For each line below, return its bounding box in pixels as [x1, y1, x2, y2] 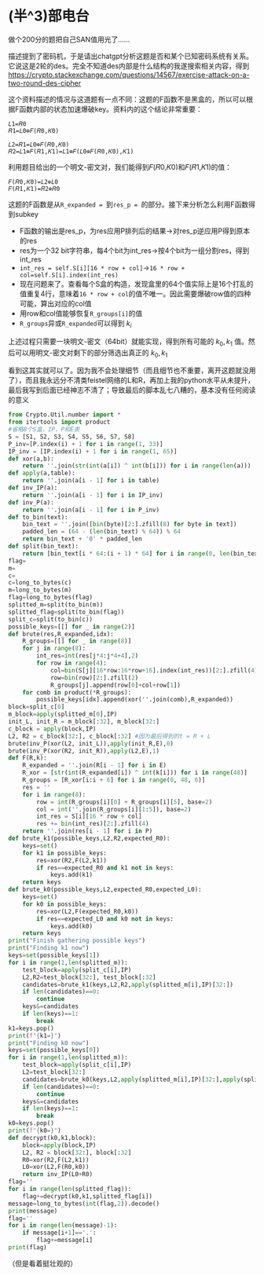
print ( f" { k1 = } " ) [8, 1031, 61, 1039]
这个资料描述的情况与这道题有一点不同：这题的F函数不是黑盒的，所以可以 [8, 94, 247, 104]
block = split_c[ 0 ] [8, 703, 65, 711]
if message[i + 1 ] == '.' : [22, 1229, 97, 1237]
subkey [14, 209, 39, 218]
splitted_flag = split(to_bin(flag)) [8, 608, 125, 616]
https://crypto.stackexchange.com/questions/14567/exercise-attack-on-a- [8, 70, 250, 79]
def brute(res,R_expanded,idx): [8, 630, 114, 638]
